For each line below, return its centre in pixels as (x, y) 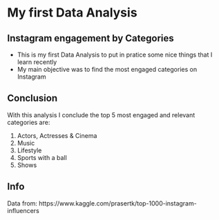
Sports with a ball (42, 157)
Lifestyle (29, 150)
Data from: (22, 203)
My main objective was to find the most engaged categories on (107, 69)
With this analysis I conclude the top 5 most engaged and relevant (101, 114)
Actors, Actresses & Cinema (57, 135)
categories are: (29, 122)
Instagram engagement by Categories (91, 38)
